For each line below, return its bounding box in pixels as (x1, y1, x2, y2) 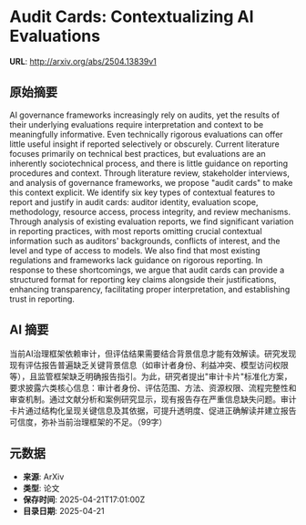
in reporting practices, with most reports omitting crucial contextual (9, 225, 262, 236)
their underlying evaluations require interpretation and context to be (9, 118, 264, 129)
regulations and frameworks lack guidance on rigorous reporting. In (9, 254, 263, 265)
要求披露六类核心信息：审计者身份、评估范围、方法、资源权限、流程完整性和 (9, 382, 297, 393)
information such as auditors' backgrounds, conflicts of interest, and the (9, 235, 280, 246)
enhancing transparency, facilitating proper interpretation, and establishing (9, 283, 291, 294)
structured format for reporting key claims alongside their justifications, (9, 273, 277, 284)
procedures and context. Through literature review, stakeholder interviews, (9, 167, 290, 179)
